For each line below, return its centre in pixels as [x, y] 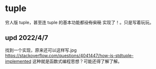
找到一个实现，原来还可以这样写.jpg [41, 50]
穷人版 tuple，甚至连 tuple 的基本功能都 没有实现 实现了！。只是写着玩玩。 [79, 22]
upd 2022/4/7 [27, 38]
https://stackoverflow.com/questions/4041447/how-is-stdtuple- [69, 55]
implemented [18, 61]
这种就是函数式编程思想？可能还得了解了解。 [77, 61]
